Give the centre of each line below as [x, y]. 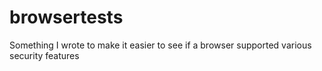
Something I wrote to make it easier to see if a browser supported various [160, 45]
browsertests [66, 17]
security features [44, 55]
